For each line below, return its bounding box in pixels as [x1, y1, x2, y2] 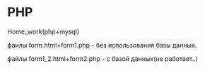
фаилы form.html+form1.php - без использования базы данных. [7, 41, 197, 49]
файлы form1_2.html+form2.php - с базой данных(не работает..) [7, 54, 198, 63]
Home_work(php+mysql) [7, 27, 80, 36]
